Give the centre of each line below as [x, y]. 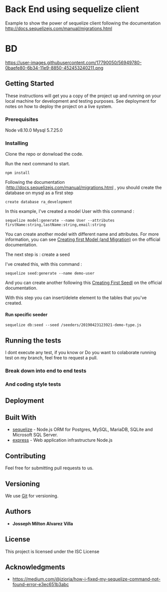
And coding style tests [33, 384]
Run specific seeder [26, 315]
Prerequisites [22, 119]
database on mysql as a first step [39, 193]
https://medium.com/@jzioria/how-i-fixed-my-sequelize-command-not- [86, 579]
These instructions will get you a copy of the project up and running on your [83, 96]
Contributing [25, 456]
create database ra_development [39, 202]
